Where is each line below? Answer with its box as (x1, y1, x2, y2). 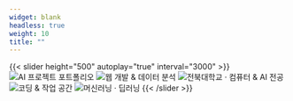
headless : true (9, 21, 66, 30)
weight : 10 (9, 29, 50, 38)
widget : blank (9, 12, 62, 22)
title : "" (9, 37, 46, 47)
